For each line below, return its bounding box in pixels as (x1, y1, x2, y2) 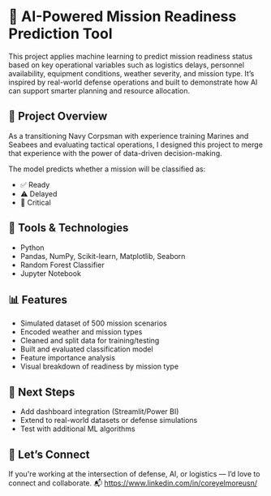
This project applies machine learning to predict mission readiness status (8, 51, 253, 61)
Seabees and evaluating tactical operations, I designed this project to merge (8, 140, 264, 149)
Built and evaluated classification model (19, 344, 153, 354)
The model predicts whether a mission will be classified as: (8, 164, 206, 174)
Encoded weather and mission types (19, 327, 143, 337)
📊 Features (8, 292, 67, 307)
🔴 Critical (19, 197, 51, 207)
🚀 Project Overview (8, 110, 108, 123)
